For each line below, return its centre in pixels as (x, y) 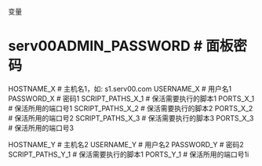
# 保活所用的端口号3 (41, 128)
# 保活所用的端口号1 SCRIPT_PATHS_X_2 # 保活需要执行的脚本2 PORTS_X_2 (131, 108)
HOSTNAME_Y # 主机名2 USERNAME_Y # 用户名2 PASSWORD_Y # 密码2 (126, 144)
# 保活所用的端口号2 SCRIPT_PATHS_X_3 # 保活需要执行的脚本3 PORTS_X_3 (131, 118)
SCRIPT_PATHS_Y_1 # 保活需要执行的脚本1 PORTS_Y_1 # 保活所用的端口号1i (129, 154)
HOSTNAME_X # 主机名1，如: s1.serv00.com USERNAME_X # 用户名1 (120, 88)
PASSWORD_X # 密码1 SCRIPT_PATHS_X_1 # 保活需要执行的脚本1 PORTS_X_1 (131, 98)
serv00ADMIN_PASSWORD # (106, 46)
